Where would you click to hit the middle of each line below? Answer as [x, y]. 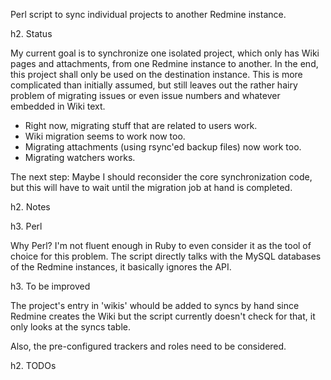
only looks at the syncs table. [70, 327]
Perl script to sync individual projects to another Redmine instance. [148, 14]
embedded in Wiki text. [58, 106]
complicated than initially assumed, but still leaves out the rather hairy [154, 85]
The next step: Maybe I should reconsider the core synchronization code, [161, 177]
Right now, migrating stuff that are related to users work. [141, 125]
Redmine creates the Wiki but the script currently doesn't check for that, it [163, 316]
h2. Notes [30, 207]
